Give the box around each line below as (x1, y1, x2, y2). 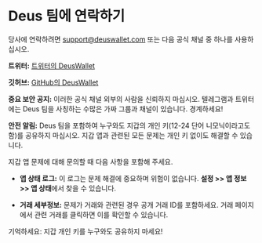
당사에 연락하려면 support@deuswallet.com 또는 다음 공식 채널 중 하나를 (8, 34, 233, 44)
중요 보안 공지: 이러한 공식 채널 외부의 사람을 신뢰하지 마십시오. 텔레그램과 (8, 94, 234, 103)
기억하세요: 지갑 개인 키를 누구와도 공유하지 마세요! (8, 227, 163, 236)
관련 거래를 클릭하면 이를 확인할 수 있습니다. (34, 209, 169, 219)
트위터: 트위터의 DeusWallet (8, 60, 96, 71)
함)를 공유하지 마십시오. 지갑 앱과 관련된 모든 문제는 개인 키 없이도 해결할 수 (8, 130, 238, 140)
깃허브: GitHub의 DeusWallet (8, 78, 99, 87)
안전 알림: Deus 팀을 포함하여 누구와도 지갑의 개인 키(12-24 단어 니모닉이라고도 (8, 121, 251, 130)
